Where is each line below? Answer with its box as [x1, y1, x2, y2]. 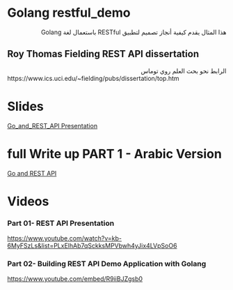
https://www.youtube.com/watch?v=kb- [7, 234, 122, 243]
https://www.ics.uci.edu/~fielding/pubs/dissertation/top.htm [7, 74, 179, 82]
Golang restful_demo [7, 5, 131, 21]
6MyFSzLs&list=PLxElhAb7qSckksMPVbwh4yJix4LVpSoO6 [7, 242, 177, 250]
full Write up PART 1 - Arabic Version [7, 146, 223, 162]
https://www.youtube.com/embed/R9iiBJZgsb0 [7, 275, 143, 283]
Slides [7, 98, 44, 114]
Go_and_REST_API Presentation [7, 121, 98, 130]
